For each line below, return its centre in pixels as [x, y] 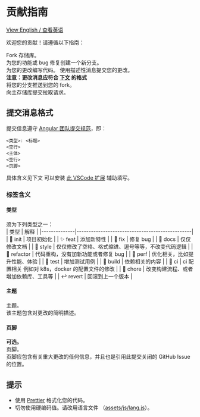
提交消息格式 [30, 113]
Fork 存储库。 [23, 55]
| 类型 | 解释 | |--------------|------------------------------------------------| [100, 231]
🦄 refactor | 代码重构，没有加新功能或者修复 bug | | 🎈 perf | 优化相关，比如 [97, 254]
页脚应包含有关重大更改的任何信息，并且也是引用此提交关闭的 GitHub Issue [98, 357]
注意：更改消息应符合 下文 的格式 [47, 77]
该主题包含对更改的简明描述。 [43, 313]
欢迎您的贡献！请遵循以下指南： [45, 42]
